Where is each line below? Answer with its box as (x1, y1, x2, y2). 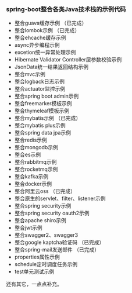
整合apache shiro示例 (14, 217, 67, 224)
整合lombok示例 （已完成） (14, 27, 80, 34)
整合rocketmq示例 (14, 166, 58, 173)
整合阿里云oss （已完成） (14, 188, 76, 195)
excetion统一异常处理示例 (14, 49, 76, 56)
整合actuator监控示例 (14, 85, 66, 92)
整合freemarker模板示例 (14, 100, 72, 107)
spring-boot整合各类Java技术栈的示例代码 (6, 5, 126, 13)
